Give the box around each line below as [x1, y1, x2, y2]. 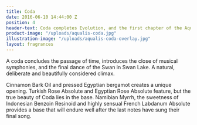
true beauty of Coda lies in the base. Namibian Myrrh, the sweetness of [6, 93, 179, 100]
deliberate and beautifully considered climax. [6, 70, 116, 77]
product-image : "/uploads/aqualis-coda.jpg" [6, 31, 117, 36]
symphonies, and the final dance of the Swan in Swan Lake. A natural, [6, 63, 175, 70]
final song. [6, 112, 32, 119]
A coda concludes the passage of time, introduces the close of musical [6, 57, 178, 65]
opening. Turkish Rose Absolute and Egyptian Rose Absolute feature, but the [6, 87, 191, 94]
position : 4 [6, 19, 35, 25]
